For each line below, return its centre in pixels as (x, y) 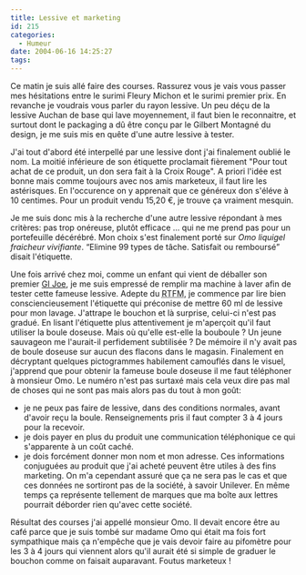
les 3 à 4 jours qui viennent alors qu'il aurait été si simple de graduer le (143, 551)
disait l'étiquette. (41, 257)
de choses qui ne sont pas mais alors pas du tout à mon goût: (126, 390)
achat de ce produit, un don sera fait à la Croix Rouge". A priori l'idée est (146, 171)
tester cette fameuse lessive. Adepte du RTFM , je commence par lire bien (148, 293)
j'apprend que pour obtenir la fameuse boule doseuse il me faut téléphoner (151, 371)
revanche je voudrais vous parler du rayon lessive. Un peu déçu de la (140, 105)
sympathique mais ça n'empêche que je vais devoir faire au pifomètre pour (151, 541)
